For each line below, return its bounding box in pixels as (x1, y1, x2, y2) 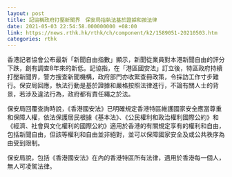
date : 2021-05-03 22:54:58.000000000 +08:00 (7, 23, 137, 30)
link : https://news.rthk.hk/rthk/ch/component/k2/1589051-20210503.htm (7, 29, 217, 37)
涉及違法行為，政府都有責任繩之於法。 (25, 90, 135, 98)
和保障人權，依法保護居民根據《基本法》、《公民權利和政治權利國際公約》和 (7, 113, 219, 121)
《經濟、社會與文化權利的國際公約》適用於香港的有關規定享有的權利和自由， (7, 122, 225, 130)
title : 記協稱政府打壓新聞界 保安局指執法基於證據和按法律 (7, 17, 157, 23)
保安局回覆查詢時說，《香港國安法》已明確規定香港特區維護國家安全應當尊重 (7, 105, 222, 113)
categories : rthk (7, 36, 57, 43)
